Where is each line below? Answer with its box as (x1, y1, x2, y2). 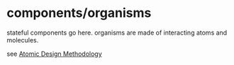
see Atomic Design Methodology (6, 49, 102, 58)
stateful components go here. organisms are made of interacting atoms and (6, 28, 228, 37)
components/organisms (6, 5, 152, 21)
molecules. (6, 35, 39, 44)
